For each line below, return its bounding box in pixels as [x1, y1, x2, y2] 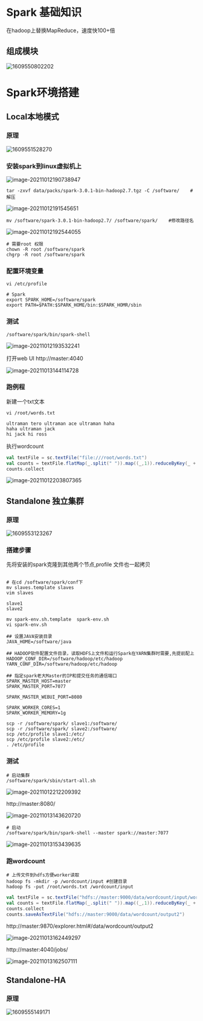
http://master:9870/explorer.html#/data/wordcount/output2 [6, 922, 154, 930]
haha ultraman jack [6, 425, 56, 432]
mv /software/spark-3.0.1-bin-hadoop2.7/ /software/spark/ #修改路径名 [6, 218, 195, 224]
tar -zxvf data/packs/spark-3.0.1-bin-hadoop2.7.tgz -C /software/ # [6, 187, 193, 194]
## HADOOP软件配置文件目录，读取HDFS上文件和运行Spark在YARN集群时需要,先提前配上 [6, 651, 195, 657]
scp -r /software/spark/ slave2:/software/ [6, 726, 118, 732]
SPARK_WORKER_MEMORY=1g [6, 710, 66, 716]
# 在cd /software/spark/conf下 [6, 579, 83, 585]
